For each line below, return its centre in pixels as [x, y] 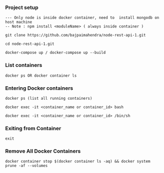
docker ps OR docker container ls [41, 76]
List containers [24, 65]
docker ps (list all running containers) [49, 98]
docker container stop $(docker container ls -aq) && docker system [78, 162]
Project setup [22, 7]
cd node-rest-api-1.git [30, 44]
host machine [19, 22]
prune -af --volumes [27, 166]
